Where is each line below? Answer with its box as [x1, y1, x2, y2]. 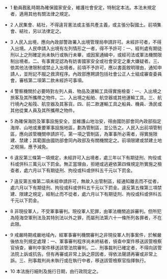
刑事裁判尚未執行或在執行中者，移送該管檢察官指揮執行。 [27, 258, 149, 263]
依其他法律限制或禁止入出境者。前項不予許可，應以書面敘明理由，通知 [10, 64, 158, 71]
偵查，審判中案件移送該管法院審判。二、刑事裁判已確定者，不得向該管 [14, 245, 162, 250]
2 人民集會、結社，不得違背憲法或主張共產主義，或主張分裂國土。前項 [10, 22, 157, 28]
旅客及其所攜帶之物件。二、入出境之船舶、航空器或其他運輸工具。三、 [10, 95, 158, 101]
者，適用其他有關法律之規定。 [10, 11, 73, 17]
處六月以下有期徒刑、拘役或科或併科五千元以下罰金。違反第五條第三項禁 [10, 184, 162, 191]
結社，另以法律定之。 [19, 28, 64, 34]
